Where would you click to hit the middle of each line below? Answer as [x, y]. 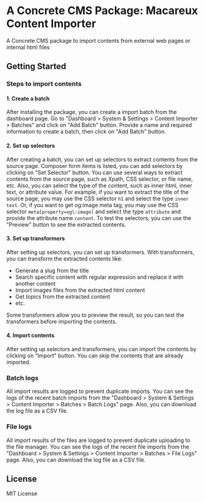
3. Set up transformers [36, 238]
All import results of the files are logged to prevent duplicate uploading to [98, 440]
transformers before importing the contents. [62, 321]
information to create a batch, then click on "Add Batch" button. [86, 132]
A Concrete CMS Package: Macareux [102, 11]
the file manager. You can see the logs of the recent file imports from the [98, 447]
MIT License [22, 493]
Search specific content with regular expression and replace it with [99, 277]
